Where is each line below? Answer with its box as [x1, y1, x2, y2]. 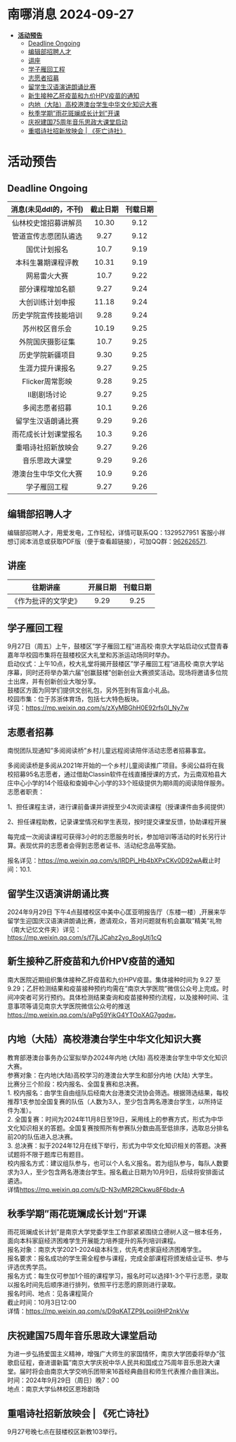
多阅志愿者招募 [22, 403, 72, 413]
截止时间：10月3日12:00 [7, 1298, 77, 1307]
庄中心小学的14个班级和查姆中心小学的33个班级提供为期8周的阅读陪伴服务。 [7, 779, 228, 787]
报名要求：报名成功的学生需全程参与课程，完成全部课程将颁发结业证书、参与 [7, 1254, 229, 1262]
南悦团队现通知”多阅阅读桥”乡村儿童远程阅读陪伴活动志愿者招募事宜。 [7, 746, 210, 755]
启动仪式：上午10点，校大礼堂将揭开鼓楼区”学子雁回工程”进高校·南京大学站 [7, 660, 224, 668]
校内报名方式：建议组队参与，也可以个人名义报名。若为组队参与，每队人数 [7, 1159, 223, 1167]
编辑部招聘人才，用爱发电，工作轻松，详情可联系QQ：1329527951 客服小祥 [7, 528, 226, 537]
